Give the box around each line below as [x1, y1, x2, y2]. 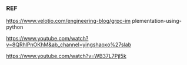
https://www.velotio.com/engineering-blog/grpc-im [6, 18, 131, 25]
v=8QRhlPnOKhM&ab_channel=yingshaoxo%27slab [6, 41, 131, 48]
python [6, 23, 24, 30]
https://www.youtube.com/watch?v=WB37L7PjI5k [6, 53, 126, 60]
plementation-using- [132, 18, 182, 25]
